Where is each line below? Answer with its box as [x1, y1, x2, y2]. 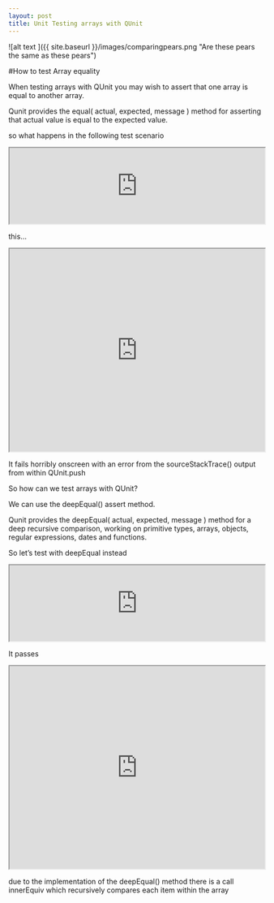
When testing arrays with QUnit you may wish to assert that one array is [8, 82, 249, 92]
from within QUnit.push [8, 467, 87, 477]
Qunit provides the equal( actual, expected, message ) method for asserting [8, 106, 262, 116]
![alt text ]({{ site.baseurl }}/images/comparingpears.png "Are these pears [8, 41, 255, 51]
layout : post [8, 11, 53, 20]
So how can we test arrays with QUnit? [8, 484, 138, 493]
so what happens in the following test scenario [8, 131, 165, 140]
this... [8, 231, 27, 241]
